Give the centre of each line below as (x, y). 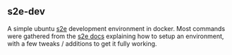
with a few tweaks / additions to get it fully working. (82, 43)
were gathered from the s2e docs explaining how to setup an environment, (116, 36)
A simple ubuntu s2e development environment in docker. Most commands (116, 28)
